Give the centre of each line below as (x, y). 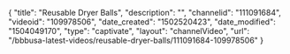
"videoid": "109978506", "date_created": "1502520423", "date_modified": (142, 22)
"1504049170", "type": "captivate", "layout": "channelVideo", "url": (129, 31)
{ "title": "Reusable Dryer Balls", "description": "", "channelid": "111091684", (145, 13)
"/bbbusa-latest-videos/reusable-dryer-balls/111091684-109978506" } (136, 40)
